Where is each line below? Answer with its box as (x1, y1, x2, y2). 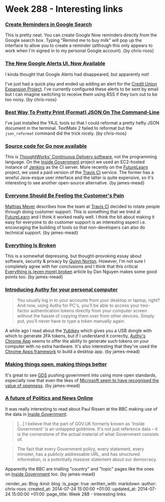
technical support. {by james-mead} (5, 230, 79, 236)
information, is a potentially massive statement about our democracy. (17, 456, 157, 462)
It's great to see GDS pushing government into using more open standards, (5, 372, 157, 378)
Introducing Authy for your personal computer (5, 286, 118, 293)
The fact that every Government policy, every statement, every (17, 446, 144, 452)
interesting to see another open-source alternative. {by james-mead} (5, 180, 145, 186)
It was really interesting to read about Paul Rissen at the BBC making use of (5, 406, 158, 412)
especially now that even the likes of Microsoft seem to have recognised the (5, 377, 159, 383)
